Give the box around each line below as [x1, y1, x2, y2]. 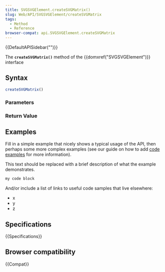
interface [5, 59, 24, 65]
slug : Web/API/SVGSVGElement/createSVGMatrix [5, 12, 101, 17]
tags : [5, 16, 16, 21]
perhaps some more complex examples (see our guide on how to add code [5, 146, 160, 152]
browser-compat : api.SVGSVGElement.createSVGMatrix [5, 30, 115, 35]
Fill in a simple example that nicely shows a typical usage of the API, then [5, 141, 156, 147]
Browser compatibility [5, 248, 76, 256]
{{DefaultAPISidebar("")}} [5, 44, 58, 50]
